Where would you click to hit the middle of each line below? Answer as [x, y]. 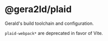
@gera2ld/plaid [38, 9]
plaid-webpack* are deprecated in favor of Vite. [54, 33]
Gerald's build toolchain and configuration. [49, 23]
